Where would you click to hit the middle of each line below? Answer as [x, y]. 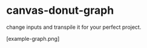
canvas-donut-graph [60, 10]
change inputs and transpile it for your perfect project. [74, 27]
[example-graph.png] [33, 38]
